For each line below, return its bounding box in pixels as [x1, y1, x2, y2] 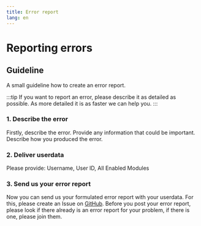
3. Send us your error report [6, 180, 91, 188]
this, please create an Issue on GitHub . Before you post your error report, [6, 200, 191, 208]
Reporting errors [6, 41, 93, 55]
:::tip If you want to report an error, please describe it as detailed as [6, 93, 176, 101]
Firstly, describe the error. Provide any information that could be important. [6, 129, 195, 136]
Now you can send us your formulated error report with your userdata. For [6, 194, 194, 201]
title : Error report [6, 9, 59, 15]
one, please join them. [6, 213, 63, 221]
